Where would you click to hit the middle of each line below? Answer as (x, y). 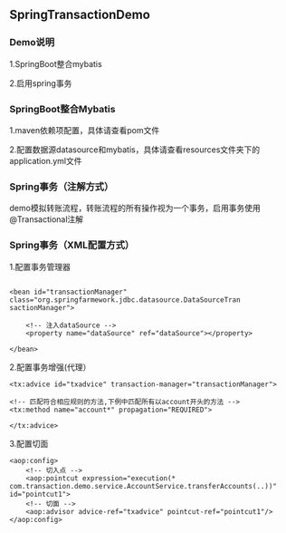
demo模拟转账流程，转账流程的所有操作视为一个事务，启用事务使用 (135, 208)
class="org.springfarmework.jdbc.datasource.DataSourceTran (125, 300)
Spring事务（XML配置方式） (72, 246)
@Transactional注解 (47, 219)
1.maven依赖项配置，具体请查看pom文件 (85, 130)
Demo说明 (32, 43)
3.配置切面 (29, 443)
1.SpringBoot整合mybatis (56, 63)
